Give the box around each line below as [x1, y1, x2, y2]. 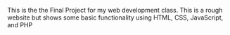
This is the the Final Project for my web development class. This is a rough [7, 6, 223, 14]
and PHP [7, 21, 33, 29]
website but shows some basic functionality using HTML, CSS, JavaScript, [7, 13, 224, 22]
